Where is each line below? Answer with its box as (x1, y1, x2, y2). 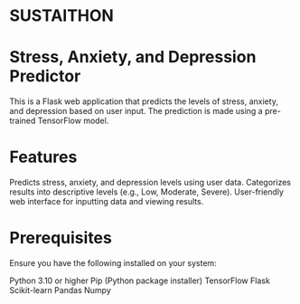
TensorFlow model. (37, 115, 109, 127)
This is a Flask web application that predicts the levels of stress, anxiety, (9, 96, 278, 107)
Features (9, 147, 78, 167)
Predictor (9, 66, 81, 87)
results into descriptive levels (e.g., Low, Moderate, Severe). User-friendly (9, 186, 285, 197)
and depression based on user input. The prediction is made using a (9, 106, 264, 117)
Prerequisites (9, 228, 113, 249)
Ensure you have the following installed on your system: (9, 258, 217, 268)
